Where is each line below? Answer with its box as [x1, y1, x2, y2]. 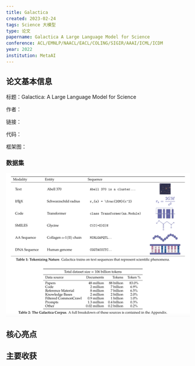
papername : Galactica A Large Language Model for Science [6, 34, 150, 40]
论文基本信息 [6, 77, 53, 87]
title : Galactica [6, 9, 48, 15]
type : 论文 [6, 28, 31, 34]
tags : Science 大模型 [6, 22, 56, 28]
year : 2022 [6, 47, 33, 53]
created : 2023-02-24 [6, 15, 57, 22]
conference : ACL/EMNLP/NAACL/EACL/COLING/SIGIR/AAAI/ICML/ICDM [6, 40, 163, 46]
